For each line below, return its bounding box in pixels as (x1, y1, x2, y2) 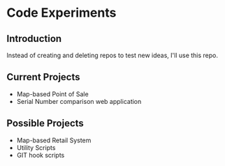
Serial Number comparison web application (16, 97, 142, 105)
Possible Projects (6, 117, 85, 130)
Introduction (6, 33, 62, 45)
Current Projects (6, 71, 80, 83)
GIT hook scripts (16, 151, 65, 159)
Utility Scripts (16, 143, 56, 151)
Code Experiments (6, 5, 117, 21)
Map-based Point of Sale (16, 89, 89, 98)
